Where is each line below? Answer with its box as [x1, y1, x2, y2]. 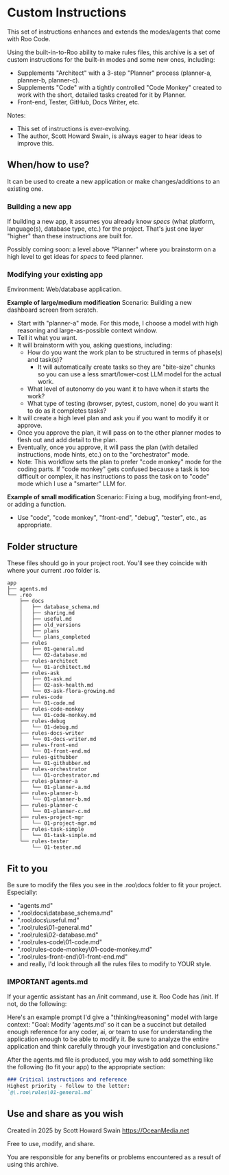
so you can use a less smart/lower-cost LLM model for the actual [37, 370, 221, 378]
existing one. [7, 184, 43, 193]
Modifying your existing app [7, 269, 103, 279]
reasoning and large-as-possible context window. [16, 326, 158, 334]
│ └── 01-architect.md [19, 664, 91, 671]
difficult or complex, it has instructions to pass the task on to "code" [16, 472, 210, 481]
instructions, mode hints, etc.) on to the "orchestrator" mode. [16, 450, 190, 459]
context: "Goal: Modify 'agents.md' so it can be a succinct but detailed [7, 1020, 207, 1029]
